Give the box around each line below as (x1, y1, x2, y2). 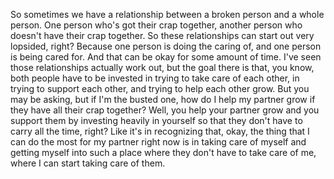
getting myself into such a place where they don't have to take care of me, (10, 147, 317, 158)
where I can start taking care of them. (10, 157, 166, 169)
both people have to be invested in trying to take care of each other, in (10, 72, 300, 84)
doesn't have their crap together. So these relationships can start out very (10, 30, 315, 41)
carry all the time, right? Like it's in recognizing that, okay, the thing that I (10, 125, 310, 137)
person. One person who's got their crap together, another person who (10, 19, 303, 31)
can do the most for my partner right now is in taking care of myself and (10, 136, 307, 148)
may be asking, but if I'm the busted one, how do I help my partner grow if (10, 94, 316, 105)
